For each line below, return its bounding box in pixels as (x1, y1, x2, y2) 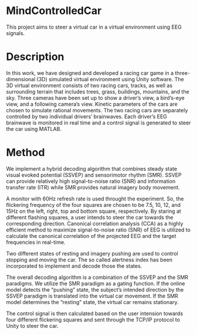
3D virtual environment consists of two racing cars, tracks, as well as (6, 82, 173, 89)
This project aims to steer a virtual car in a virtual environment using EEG (6, 23, 182, 30)
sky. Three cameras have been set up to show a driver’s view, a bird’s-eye (6, 94, 185, 101)
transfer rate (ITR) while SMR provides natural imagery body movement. (6, 184, 180, 191)
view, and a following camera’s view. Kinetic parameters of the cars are (6, 101, 178, 108)
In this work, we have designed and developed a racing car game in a (6, 69, 174, 77)
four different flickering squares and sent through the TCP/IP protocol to (6, 316, 181, 323)
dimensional (6, 75, 36, 82)
